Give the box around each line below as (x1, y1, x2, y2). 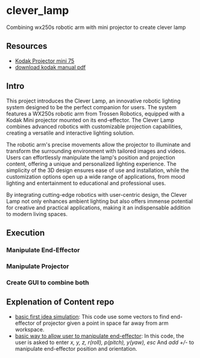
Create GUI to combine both (6, 278, 89, 287)
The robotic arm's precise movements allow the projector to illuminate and (6, 141, 191, 148)
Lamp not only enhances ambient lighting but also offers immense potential (6, 197, 193, 205)
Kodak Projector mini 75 (14, 57, 75, 64)
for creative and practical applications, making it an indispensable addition (6, 203, 191, 211)
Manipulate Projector (6, 262, 69, 270)
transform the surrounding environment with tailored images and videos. (6, 147, 186, 155)
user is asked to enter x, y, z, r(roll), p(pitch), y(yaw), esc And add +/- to (14, 339, 195, 346)
